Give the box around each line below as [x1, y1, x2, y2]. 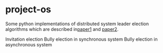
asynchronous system [5, 41, 52, 47]
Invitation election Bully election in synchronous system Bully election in [5, 36, 158, 42]
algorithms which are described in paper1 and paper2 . [5, 26, 119, 32]
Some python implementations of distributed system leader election [5, 21, 149, 27]
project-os [5, 4, 51, 15]
